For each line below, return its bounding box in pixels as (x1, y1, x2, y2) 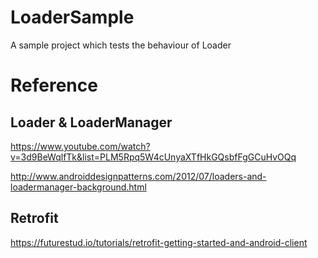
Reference (10, 74, 98, 97)
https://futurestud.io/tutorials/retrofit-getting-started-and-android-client (10, 236, 308, 248)
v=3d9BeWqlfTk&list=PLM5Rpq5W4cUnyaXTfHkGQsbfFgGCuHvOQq (10, 151, 297, 163)
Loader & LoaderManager (10, 114, 173, 131)
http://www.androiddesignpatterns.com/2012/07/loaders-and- (10, 170, 267, 182)
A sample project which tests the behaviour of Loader (10, 39, 232, 51)
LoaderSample (10, 6, 135, 29)
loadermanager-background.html (10, 181, 147, 193)
